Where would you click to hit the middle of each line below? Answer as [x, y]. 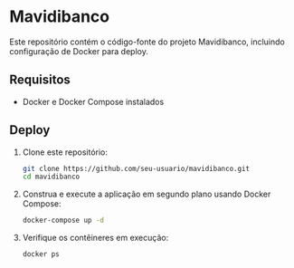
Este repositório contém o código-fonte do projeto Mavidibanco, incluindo [147, 42]
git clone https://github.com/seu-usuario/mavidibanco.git [136, 168]
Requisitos [40, 80]
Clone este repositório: [65, 152]
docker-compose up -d [63, 220]
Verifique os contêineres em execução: [95, 238]
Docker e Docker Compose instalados [93, 101]
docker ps [41, 254]
